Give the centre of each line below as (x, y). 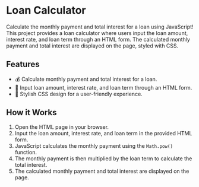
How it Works (31, 112)
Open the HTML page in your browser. (61, 127)
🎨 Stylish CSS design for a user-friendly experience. (78, 94)
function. (26, 152)
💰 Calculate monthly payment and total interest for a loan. (86, 79)
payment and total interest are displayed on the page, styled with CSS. (92, 46)
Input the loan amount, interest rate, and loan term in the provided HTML (103, 133)
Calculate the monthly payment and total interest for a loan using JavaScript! (100, 27)
